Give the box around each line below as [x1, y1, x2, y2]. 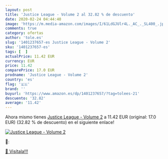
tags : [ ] [5, 49, 28, 54]
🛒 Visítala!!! [5, 148, 28, 154]
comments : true [5, 26, 37, 31]
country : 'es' [5, 77, 35, 82]
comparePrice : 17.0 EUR [5, 68, 55, 73]
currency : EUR [5, 58, 35, 63]
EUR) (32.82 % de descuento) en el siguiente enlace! [5, 119, 114, 125]
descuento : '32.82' [5, 95, 46, 100]
